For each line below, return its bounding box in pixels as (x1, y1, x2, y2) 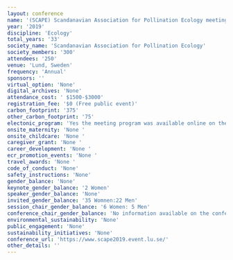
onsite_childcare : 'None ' (7, 132, 85, 139)
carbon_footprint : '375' (7, 107, 79, 114)
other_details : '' (7, 242, 60, 250)
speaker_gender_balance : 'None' (7, 191, 101, 198)
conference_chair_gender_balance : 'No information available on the (7, 210, 209, 217)
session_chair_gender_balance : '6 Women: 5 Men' (7, 204, 150, 211)
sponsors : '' (7, 74, 45, 82)
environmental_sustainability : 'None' (7, 216, 119, 223)
